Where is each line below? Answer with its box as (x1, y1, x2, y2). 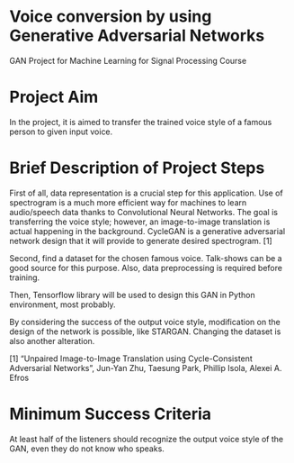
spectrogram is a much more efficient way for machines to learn (9, 196, 247, 208)
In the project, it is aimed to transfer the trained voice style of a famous (9, 116, 272, 127)
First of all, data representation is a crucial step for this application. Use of (9, 187, 283, 198)
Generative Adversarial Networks (9, 25, 265, 46)
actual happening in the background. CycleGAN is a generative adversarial (9, 225, 286, 236)
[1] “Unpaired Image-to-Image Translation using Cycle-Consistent (9, 353, 254, 364)
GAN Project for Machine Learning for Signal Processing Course (9, 55, 247, 66)
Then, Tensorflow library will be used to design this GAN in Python (9, 289, 255, 300)
